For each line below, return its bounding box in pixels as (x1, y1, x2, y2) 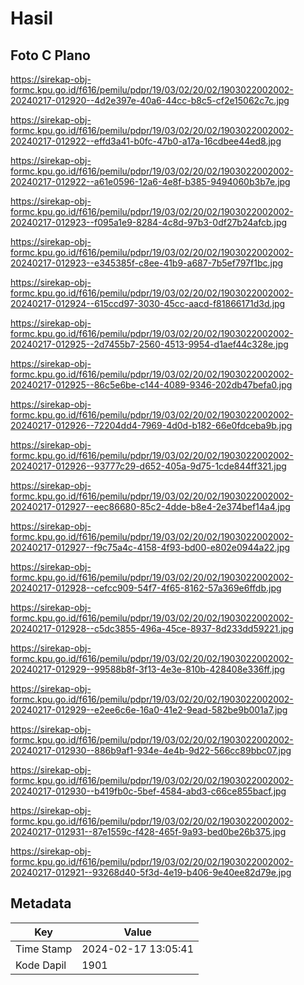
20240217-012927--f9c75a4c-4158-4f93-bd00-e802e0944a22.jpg (10, 542, 291, 553)
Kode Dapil (15, 958, 67, 972)
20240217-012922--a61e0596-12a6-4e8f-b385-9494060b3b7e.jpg (10, 176, 291, 187)
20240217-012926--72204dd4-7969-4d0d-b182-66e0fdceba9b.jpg (10, 420, 293, 431)
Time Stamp (15, 942, 73, 956)
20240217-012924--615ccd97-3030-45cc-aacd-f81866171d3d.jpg (10, 298, 286, 309)
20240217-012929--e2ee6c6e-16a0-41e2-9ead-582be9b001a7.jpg (10, 704, 288, 716)
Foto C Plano (10, 47, 91, 64)
